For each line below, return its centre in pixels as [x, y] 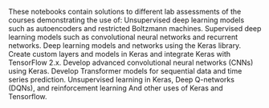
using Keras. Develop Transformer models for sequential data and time [125, 71]
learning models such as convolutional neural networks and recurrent [123, 37]
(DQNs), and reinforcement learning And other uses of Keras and [116, 88]
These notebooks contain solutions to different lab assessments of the [125, 12]
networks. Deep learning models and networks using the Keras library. [125, 46]
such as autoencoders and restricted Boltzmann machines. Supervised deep [135, 28]
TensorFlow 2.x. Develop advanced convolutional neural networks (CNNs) [131, 62]
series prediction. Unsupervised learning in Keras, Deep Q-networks [122, 80]
